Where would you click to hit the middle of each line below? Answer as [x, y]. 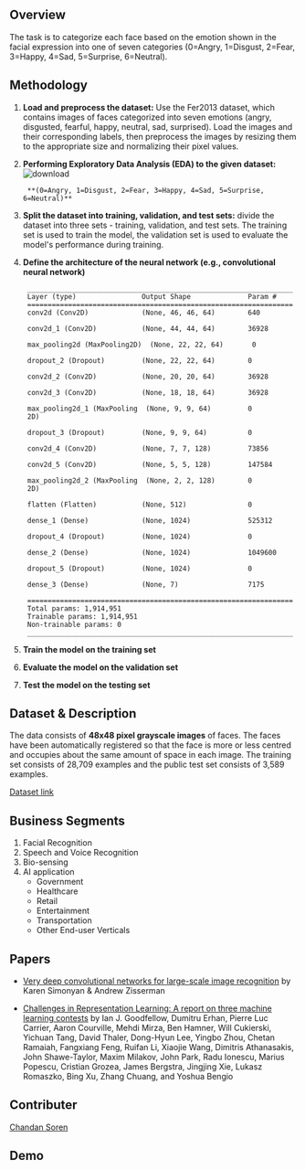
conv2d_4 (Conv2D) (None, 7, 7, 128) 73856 [148, 448]
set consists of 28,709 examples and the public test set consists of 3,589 [147, 765]
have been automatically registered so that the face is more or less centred [151, 745]
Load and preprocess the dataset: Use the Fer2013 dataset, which [149, 107]
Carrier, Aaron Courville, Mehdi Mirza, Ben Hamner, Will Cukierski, [147, 1028]
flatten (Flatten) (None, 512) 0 [140, 505]
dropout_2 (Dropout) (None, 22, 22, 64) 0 [140, 360]
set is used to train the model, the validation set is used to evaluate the [155, 234]
